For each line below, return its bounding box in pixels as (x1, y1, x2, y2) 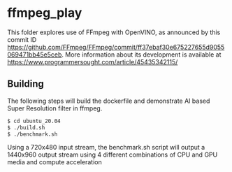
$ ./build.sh (7, 124, 45, 131)
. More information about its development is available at (61, 50, 222, 59)
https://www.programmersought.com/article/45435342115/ (7, 57, 178, 66)
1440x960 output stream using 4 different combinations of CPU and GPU (7, 150, 218, 159)
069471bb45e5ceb (7, 50, 62, 59)
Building (7, 78, 44, 90)
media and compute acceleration (7, 158, 103, 166)
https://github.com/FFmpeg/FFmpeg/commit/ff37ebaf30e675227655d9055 (7, 43, 225, 51)
